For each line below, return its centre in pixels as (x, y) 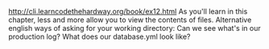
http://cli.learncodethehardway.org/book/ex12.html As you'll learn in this (128, 11)
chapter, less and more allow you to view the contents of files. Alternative (130, 20)
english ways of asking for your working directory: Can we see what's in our (134, 28)
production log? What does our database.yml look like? (99, 36)
